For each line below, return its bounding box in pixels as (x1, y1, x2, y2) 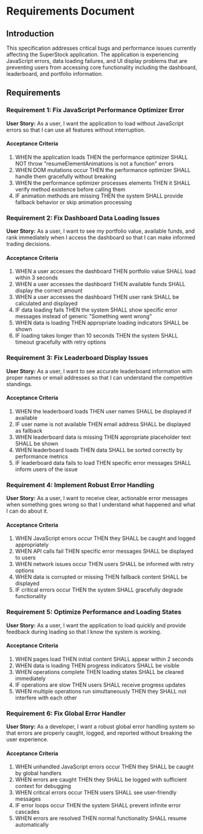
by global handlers (15, 770, 62, 777)
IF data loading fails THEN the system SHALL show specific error (15, 306, 178, 313)
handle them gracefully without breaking (15, 173, 117, 180)
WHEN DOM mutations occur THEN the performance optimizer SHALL (15, 166, 191, 173)
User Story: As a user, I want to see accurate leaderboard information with (6, 367, 193, 375)
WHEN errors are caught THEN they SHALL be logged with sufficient (15, 776, 187, 783)
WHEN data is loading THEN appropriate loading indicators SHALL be (15, 319, 189, 327)
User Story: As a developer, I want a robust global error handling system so (6, 723, 195, 730)
